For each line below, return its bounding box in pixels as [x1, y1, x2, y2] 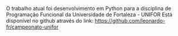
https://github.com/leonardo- [95, 17, 166, 24]
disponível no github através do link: [6, 17, 94, 24]
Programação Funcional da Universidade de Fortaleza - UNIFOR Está [6, 11, 173, 18]
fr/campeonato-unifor [6, 23, 59, 30]
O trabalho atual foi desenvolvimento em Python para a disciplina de [6, 5, 172, 12]
